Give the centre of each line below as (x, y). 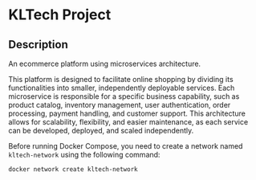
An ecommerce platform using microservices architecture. (105, 63)
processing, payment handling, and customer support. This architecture (127, 113)
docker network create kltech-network (73, 170)
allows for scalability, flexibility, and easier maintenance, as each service (128, 122)
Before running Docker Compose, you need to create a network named (126, 146)
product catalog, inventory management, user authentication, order (120, 105)
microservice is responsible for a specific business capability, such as (124, 96)
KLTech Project (60, 15)
